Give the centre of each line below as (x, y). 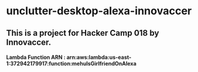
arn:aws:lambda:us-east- (99, 57)
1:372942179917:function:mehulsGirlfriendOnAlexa (71, 64)
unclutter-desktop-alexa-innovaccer (99, 11)
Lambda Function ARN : (36, 57)
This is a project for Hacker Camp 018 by (83, 33)
